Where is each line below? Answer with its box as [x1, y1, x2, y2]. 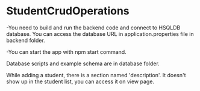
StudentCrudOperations [6, 4, 130, 18]
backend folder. [6, 37, 45, 44]
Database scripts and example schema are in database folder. [6, 60, 160, 67]
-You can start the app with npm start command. [6, 48, 127, 55]
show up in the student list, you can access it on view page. [6, 78, 155, 85]
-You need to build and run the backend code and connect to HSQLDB [6, 24, 181, 31]
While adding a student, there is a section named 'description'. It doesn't [6, 71, 186, 78]
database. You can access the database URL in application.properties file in [6, 30, 194, 37]
